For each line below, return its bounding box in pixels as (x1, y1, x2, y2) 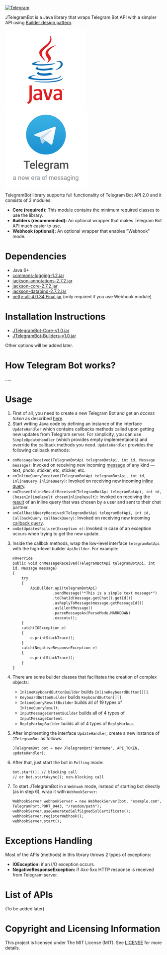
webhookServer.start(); (12, 818, 62, 824)
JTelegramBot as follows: (12, 735, 63, 741)
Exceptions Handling (5, 835, 93, 846)
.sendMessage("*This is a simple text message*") (52, 591, 158, 596)
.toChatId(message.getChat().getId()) (52, 596, 133, 601)
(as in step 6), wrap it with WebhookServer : (12, 788, 97, 794)
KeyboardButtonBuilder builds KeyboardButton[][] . (19, 694, 123, 700)
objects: (12, 679, 29, 685)
